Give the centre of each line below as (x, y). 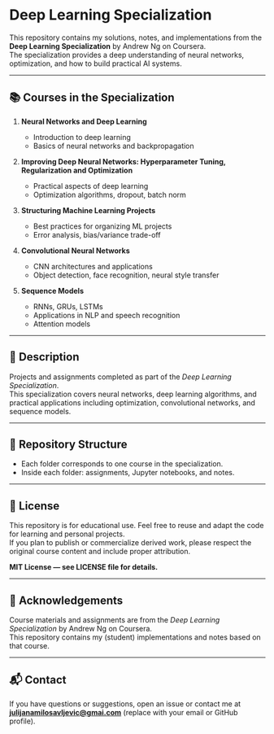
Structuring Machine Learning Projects (88, 210)
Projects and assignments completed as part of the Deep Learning (121, 377)
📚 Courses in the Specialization (92, 98)
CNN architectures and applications (93, 266)
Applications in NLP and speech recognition (107, 315)
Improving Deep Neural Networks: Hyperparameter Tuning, (123, 161)
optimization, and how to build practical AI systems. (96, 63)
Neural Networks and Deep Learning (84, 121)
